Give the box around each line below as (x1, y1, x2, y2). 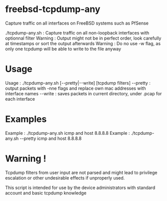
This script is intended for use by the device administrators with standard (5, 184, 156, 190)
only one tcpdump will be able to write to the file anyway (5, 46, 121, 52)
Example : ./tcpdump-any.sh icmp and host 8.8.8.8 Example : (5, 130, 130, 136)
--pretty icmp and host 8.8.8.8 (19, 135, 82, 141)
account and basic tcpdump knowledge (5, 189, 87, 196)
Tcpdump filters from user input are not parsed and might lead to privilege (5, 169, 158, 175)
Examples (5, 114, 47, 125)
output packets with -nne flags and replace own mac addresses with (5, 85, 146, 91)
